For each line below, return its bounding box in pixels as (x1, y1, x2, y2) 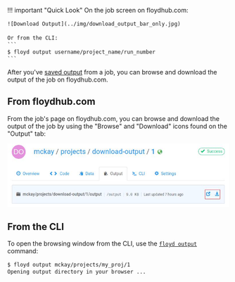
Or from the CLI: (7, 34, 58, 41)
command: (7, 247, 39, 255)
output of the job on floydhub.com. (7, 75, 108, 84)
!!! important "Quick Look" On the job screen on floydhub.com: (7, 6, 189, 14)
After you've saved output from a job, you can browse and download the (7, 68, 217, 76)
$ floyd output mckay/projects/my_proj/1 (7, 262, 131, 269)
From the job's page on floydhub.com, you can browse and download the (7, 114, 220, 122)
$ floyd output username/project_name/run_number (7, 49, 156, 56)
